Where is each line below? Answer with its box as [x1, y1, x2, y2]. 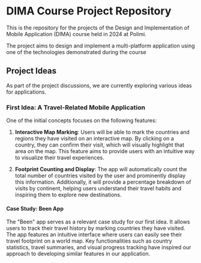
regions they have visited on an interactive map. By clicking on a [14, 135, 174, 142]
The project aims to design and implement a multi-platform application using [6, 42, 195, 49]
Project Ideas [6, 66, 57, 76]
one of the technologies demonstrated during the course [6, 48, 146, 55]
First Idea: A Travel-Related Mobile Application [6, 103, 146, 112]
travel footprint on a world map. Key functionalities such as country [6, 237, 172, 244]
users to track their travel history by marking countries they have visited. [6, 225, 185, 232]
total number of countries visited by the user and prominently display [14, 172, 186, 180]
